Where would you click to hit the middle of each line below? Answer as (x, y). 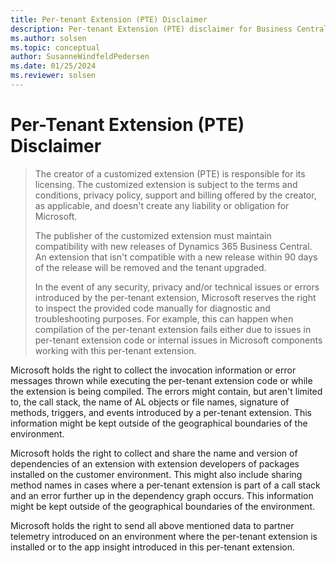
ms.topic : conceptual (55, 47)
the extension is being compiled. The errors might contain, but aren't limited (166, 391)
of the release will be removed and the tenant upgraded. (150, 267)
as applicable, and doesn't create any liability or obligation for (162, 205)
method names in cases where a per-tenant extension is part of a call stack (165, 485)
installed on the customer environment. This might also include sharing (156, 474)
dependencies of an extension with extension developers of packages (155, 463)
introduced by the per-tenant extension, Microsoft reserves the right (175, 297)
